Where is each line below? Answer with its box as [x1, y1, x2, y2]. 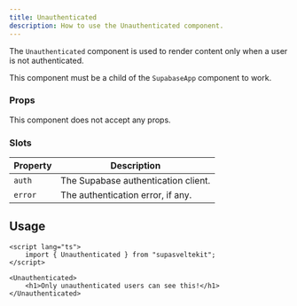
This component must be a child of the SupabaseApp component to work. [9, 72, 272, 82]
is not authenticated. [9, 55, 84, 66]
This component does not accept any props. [9, 114, 171, 125]
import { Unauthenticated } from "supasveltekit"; [25, 250, 216, 259]
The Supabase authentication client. [60, 175, 211, 187]
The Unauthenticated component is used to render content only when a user [9, 45, 288, 56]
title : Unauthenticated [9, 12, 98, 22]
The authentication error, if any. [60, 189, 192, 201]
